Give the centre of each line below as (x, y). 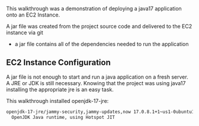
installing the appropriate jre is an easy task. (60, 89)
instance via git (25, 33)
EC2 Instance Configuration (58, 62)
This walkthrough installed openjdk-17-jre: (57, 101)
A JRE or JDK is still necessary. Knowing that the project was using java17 (96, 83)
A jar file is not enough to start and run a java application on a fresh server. (97, 77)
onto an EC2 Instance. (33, 15)
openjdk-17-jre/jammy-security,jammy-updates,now (69, 112)
